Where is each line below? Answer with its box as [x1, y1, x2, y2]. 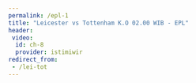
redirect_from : [8, 56, 58, 64]
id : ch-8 [15, 41, 44, 49]
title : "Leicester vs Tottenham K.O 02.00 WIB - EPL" [8, 19, 190, 27]
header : [8, 26, 34, 34]
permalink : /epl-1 [8, 11, 69, 20]
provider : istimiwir [15, 48, 83, 56]
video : [11, 33, 34, 42]
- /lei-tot [11, 63, 47, 71]
